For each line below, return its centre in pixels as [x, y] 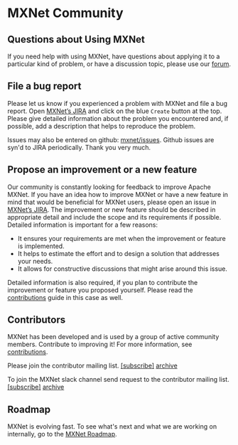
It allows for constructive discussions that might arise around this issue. [122, 269]
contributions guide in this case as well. [65, 297]
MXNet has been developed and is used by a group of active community [113, 337]
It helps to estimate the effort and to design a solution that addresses [119, 253]
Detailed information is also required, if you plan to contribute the [103, 282]
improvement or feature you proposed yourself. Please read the [100, 290]
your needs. [35, 261]
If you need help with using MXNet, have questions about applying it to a [114, 56]
